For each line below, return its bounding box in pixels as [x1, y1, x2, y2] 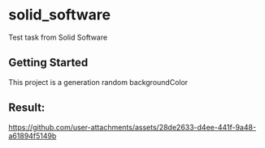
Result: [8, 101, 46, 115]
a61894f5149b [8, 131, 57, 141]
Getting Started [8, 56, 89, 70]
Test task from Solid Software [8, 32, 108, 42]
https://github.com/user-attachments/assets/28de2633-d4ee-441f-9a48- [8, 122, 257, 132]
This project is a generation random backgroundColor [8, 77, 189, 87]
